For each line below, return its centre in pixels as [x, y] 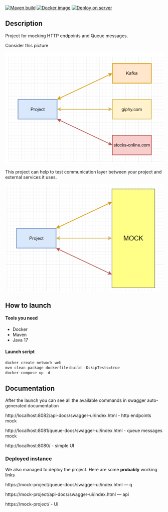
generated [16, 405]
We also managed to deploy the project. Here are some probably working [81, 470]
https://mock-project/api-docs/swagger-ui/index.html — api [67, 494]
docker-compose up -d [28, 373]
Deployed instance [29, 459]
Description [24, 23]
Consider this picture [27, 45]
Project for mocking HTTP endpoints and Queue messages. [67, 36]
